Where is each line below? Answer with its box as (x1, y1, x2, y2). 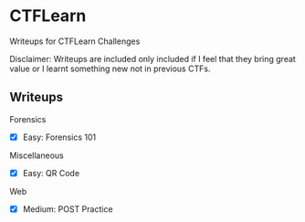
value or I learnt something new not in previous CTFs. (9, 63, 211, 74)
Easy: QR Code (22, 167, 80, 178)
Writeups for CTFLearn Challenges (9, 36, 141, 47)
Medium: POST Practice (22, 203, 113, 215)
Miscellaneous (9, 150, 64, 161)
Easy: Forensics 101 (22, 132, 97, 143)
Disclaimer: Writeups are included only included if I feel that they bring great (9, 53, 297, 64)
